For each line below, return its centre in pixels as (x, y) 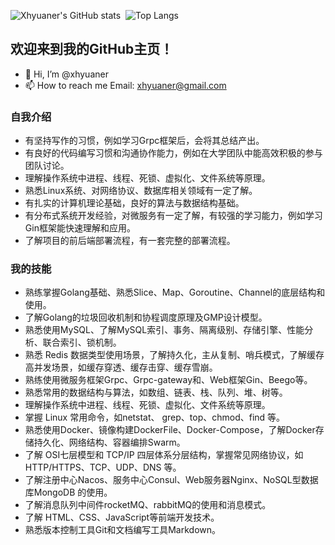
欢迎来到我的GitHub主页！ (92, 49)
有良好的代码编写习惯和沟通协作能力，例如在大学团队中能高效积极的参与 (173, 153)
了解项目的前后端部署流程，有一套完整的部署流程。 (130, 241)
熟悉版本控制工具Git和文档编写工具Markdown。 (123, 530)
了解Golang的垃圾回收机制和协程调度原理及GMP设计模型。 (146, 317)
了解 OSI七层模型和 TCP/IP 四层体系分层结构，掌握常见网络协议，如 (164, 455)
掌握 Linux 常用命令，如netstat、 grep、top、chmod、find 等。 (155, 417)
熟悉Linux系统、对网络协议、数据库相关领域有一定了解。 (141, 191)
